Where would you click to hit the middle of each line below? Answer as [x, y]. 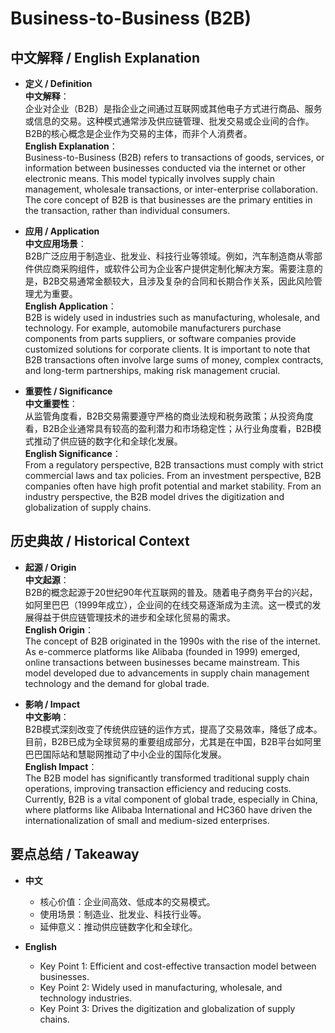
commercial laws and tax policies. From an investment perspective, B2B [173, 475]
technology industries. [86, 998]
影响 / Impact [52, 704]
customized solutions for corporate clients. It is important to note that [167, 349]
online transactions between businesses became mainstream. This [162, 662]
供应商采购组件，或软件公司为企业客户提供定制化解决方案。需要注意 [174, 268]
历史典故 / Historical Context [100, 541]
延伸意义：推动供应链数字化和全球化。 [118, 926]
